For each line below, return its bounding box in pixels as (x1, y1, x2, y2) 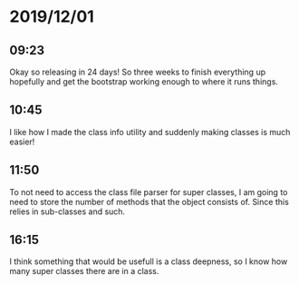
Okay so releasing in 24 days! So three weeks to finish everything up (9, 66, 265, 77)
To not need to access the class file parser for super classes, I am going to (9, 186, 288, 197)
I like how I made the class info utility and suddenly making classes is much (9, 126, 291, 137)
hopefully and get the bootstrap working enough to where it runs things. (9, 76, 279, 87)
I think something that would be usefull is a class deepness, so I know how (9, 256, 288, 267)
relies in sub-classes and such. (9, 206, 125, 217)
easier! (9, 136, 35, 147)
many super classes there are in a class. (9, 266, 159, 277)
